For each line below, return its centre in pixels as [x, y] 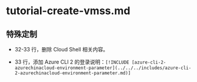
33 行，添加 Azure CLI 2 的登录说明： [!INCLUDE [72, 62]
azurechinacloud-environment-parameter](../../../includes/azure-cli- [103, 68]
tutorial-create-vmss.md [68, 11]
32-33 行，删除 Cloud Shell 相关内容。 [61, 49]
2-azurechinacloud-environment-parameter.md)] [73, 73]
